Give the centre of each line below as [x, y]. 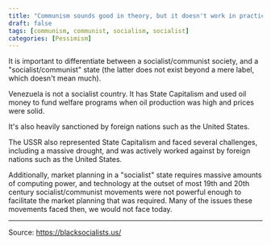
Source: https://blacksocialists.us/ [65, 233]
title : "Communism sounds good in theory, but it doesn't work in [122, 16]
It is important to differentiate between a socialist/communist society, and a [133, 61]
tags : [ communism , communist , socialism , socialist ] [99, 31]
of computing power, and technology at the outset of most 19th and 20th [129, 184]
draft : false [30, 23]
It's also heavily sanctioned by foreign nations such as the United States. [129, 127]
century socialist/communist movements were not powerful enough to [125, 192]
